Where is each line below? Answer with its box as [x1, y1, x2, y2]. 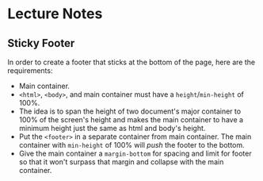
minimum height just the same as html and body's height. [18, 124, 206, 133]
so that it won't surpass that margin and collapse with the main [18, 157, 224, 167]
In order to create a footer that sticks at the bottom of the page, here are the [7, 57, 255, 67]
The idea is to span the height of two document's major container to [18, 106, 242, 116]
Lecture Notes [7, 5, 103, 23]
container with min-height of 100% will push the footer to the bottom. [18, 141, 245, 149]
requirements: [7, 66, 53, 75]
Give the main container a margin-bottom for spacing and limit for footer [18, 148, 252, 158]
